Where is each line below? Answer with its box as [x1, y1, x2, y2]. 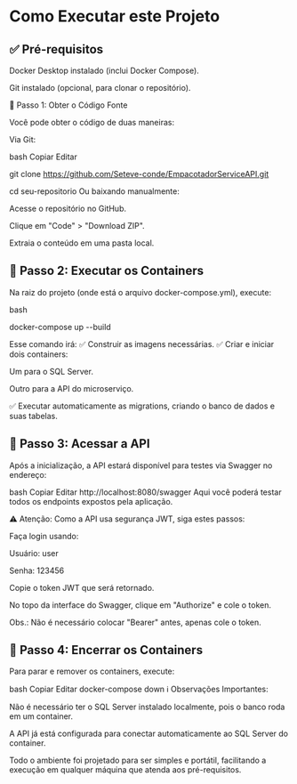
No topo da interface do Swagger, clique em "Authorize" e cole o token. [9, 599, 272, 610]
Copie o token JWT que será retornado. [9, 582, 155, 593]
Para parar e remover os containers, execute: [9, 666, 175, 677]
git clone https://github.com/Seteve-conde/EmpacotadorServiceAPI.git [9, 169, 269, 179]
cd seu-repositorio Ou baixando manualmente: [9, 186, 180, 197]
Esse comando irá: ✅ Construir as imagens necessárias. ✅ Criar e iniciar [9, 338, 275, 349]
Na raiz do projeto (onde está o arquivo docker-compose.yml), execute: [9, 287, 272, 297]
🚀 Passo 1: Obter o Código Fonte [9, 100, 128, 110]
